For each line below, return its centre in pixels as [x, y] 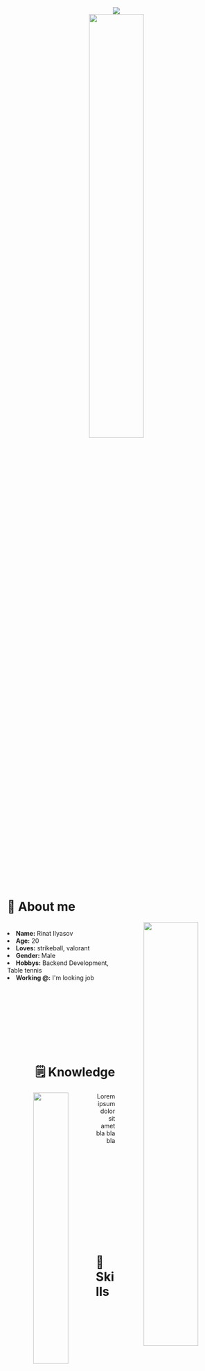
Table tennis [25, 970]
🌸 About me [42, 907]
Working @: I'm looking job [55, 977]
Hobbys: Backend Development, [63, 963]
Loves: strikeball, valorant [53, 948]
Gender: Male [36, 955]
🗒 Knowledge [75, 1072]
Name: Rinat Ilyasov [45, 933]
